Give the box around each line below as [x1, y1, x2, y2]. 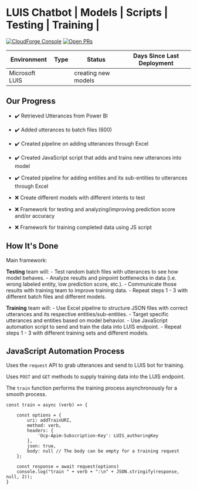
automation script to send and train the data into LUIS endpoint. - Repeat [6, 323, 182, 330]
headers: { [27, 428, 54, 434]
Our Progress [6, 96, 56, 106]
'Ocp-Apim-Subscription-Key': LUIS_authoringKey [37, 433, 159, 439]
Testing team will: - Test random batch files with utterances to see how [6, 268, 179, 275]
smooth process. [6, 391, 47, 398]
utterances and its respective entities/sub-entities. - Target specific [6, 310, 169, 317]
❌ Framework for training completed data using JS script [14, 224, 152, 231]
